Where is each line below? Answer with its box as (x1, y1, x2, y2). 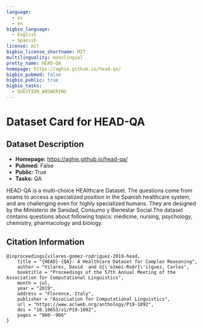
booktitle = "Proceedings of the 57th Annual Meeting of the (17, 269, 176, 275)
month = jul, (17, 279, 51, 286)
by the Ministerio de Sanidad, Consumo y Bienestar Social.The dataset (6, 206, 183, 213)
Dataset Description (6, 139, 84, 150)
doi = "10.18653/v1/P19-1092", (17, 306, 97, 312)
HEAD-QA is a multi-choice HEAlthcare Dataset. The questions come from (6, 187, 193, 194)
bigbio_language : (6, 26, 51, 32)
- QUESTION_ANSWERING (12, 89, 67, 95)
